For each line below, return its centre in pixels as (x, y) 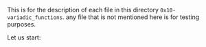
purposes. (22, 24)
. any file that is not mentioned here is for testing (131, 17)
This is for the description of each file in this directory (83, 10)
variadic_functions (35, 18)
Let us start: (24, 37)
